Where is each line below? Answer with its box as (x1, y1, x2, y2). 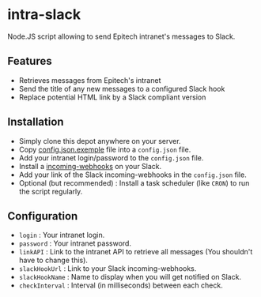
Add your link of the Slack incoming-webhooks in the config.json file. (18, 170, 247, 179)
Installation (7, 115, 64, 129)
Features (7, 55, 52, 68)
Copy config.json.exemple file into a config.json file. (18, 145, 191, 154)
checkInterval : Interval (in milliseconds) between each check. (18, 280, 223, 290)
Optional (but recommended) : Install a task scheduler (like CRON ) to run (18, 178, 250, 187)
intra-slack (7, 6, 81, 24)
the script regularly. (18, 186, 83, 196)
